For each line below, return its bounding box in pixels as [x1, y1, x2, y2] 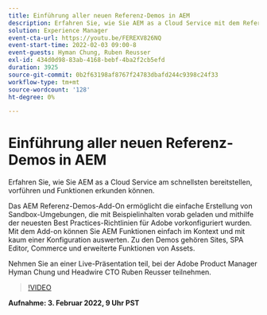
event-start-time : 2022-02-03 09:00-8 [8, 41, 137, 49]
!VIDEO [27, 283, 52, 293]
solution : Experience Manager [8, 26, 109, 34]
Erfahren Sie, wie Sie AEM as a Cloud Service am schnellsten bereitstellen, [8, 177, 253, 187]
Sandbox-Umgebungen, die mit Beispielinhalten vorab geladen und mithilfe [8, 210, 254, 220]
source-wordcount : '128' [8, 85, 91, 94]
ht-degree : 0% [8, 93, 56, 101]
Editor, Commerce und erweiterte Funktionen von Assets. [8, 243, 195, 253]
